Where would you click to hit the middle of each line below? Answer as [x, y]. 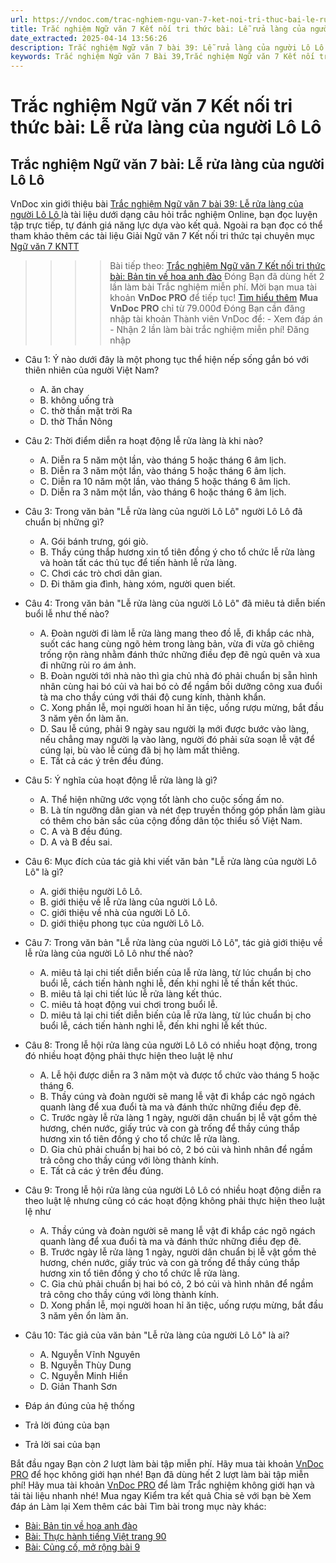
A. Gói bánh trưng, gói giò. [94, 542]
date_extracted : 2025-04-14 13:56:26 [89, 38]
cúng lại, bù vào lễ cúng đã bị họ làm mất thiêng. [139, 750]
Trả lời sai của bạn [62, 1445]
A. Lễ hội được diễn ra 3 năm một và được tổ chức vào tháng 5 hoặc [179, 1075]
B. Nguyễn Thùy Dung [85, 1365]
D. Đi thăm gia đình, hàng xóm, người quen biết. [137, 584]
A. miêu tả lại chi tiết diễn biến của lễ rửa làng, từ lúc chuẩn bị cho [175, 973]
